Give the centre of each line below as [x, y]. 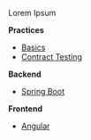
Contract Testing [52, 57]
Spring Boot [43, 91]
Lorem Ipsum [32, 13]
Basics [33, 47]
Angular [35, 126]
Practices [27, 30]
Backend [25, 74]
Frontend [26, 109]
